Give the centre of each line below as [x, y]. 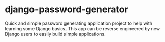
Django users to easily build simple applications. [55, 34]
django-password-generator [67, 9]
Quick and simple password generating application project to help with [79, 23]
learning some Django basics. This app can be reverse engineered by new [82, 28]
